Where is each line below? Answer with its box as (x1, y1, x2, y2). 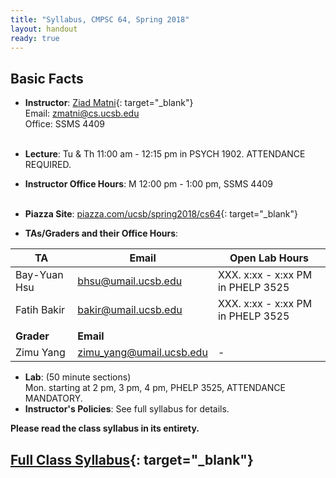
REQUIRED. (24, 159, 72, 171)
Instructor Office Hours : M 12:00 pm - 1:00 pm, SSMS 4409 (24, 178, 273, 190)
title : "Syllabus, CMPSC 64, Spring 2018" (10, 14, 190, 25)
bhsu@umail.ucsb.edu (77, 274, 183, 288)
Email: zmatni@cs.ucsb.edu (24, 107, 140, 120)
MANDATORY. (24, 392, 83, 405)
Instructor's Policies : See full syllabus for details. (24, 403, 230, 415)
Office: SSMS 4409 (24, 118, 105, 130)
